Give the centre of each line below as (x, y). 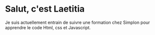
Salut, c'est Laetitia (45, 9)
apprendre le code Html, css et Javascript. (48, 27)
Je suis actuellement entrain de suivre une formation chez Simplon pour (77, 22)
